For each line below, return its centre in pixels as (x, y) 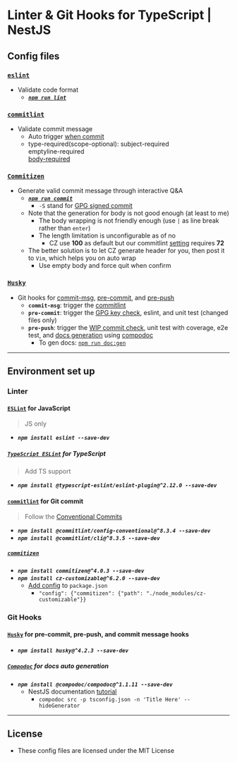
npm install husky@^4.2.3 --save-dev (73, 651)
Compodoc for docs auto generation (58, 666)
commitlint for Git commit (45, 501)
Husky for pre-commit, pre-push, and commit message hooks (98, 634)
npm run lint (47, 98)
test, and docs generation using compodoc (91, 335)
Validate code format (48, 90)
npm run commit (50, 199)
